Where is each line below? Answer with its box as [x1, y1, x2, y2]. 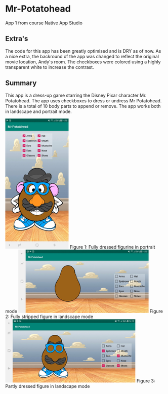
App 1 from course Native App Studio [5, 20, 82, 26]
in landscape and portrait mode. [5, 108, 72, 114]
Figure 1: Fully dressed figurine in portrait [69, 244, 155, 250]
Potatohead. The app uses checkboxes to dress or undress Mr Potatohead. [5, 97, 162, 104]
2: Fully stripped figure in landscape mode [5, 313, 94, 320]
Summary [5, 79, 37, 88]
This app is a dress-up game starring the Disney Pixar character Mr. [5, 92, 147, 98]
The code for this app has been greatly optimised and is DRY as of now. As [5, 48, 161, 54]
